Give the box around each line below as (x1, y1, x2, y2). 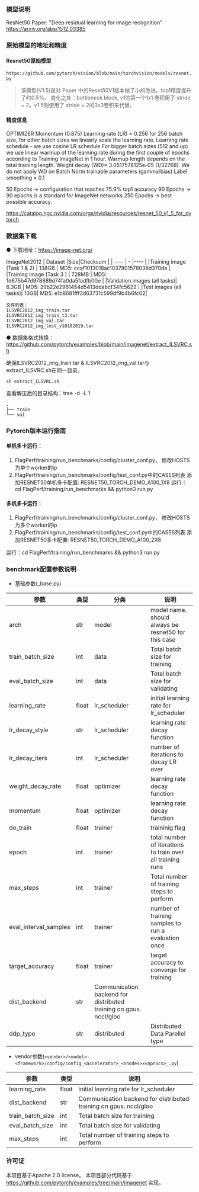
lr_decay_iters (9, 754, 47, 762)
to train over (150, 848, 185, 856)
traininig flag (150, 823, 185, 832)
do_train (9, 823, 32, 832)
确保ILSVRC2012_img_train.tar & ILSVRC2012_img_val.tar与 (6, 359, 150, 366)
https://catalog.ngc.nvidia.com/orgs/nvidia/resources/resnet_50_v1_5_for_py (6, 209, 192, 217)
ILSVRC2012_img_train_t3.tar (6, 312, 78, 318)
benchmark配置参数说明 (6, 565, 77, 573)
